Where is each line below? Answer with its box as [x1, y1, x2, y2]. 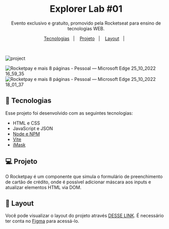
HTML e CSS [12, 120, 40, 126]
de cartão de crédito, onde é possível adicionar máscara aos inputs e [5, 179, 151, 185]
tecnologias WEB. [67, 25, 105, 31]
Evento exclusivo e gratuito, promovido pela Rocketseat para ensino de [11, 20, 161, 26]
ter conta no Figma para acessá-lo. [5, 218, 79, 224]
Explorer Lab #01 [49, 3, 123, 15]
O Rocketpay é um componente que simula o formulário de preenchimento [5, 173, 163, 179]
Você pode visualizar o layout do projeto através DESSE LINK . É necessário [5, 213, 164, 219]
